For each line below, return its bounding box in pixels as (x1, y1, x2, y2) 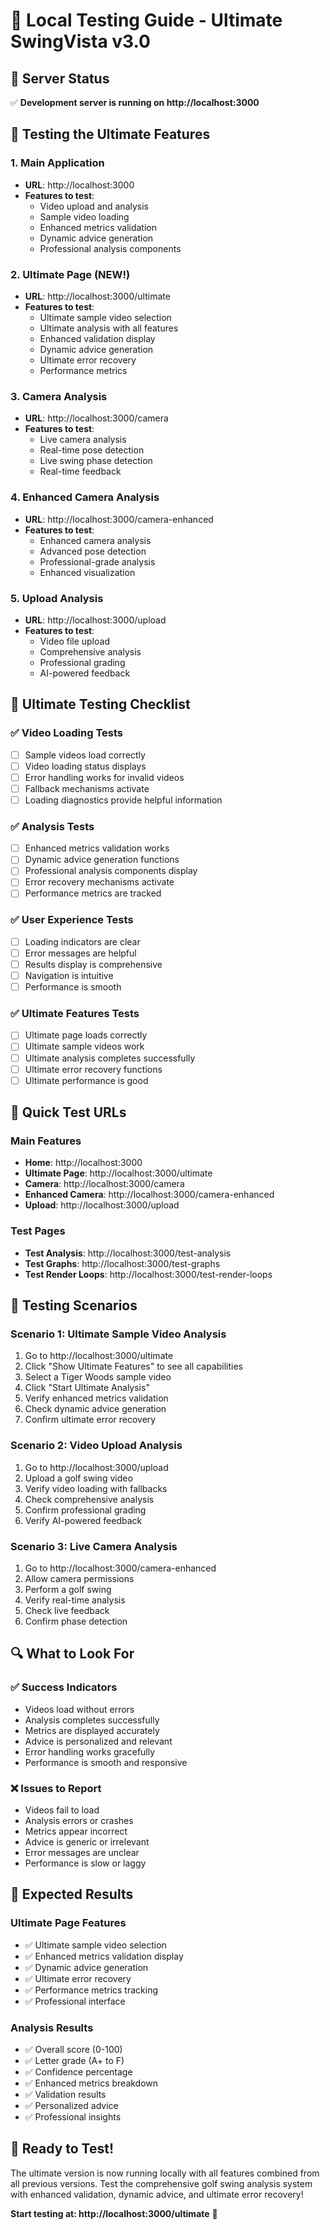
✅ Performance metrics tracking (24, 1984, 159, 1996)
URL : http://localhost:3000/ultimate (24, 290, 171, 302)
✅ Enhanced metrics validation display (24, 1950, 184, 1962)
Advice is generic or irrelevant (24, 1835, 150, 1848)
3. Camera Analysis (10, 389, 108, 403)
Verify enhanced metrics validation (24, 1392, 169, 1404)
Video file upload (39, 635, 110, 647)
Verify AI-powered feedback (24, 1514, 143, 1526)
